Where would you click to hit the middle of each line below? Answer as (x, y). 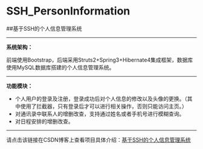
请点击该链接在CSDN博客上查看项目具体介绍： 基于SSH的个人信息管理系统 (99, 139)
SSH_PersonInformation (68, 11)
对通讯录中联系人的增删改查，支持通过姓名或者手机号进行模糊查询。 (100, 113)
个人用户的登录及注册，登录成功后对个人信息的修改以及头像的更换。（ (101, 98)
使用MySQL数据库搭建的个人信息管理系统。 (60, 67)
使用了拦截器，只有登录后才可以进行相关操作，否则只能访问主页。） (104, 106)
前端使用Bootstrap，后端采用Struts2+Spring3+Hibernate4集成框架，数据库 (100, 60)
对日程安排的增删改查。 (44, 121)
